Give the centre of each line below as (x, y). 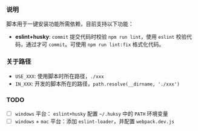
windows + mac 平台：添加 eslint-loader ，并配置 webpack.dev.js (94, 121)
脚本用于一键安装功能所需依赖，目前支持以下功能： (70, 24)
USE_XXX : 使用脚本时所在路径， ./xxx (59, 76)
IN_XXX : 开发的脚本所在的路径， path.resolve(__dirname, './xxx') (97, 84)
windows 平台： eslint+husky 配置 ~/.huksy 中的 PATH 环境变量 (91, 113)
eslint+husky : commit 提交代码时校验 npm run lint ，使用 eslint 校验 (101, 37)
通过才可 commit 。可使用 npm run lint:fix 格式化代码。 (95, 44)
